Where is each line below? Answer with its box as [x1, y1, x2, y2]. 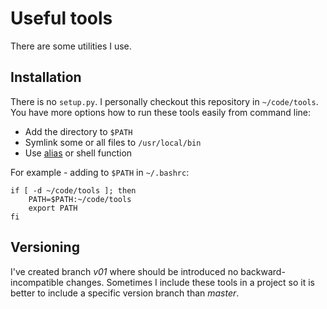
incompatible [10, 276, 64, 288]
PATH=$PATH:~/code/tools [28, 194, 132, 204]
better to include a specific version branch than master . [10, 287, 240, 299]
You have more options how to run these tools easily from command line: [10, 106, 312, 118]
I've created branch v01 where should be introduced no [10, 265, 239, 277]
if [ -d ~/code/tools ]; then [10, 185, 137, 196]
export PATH [28, 203, 78, 213]
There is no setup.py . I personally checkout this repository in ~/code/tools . [10, 95, 319, 107]
